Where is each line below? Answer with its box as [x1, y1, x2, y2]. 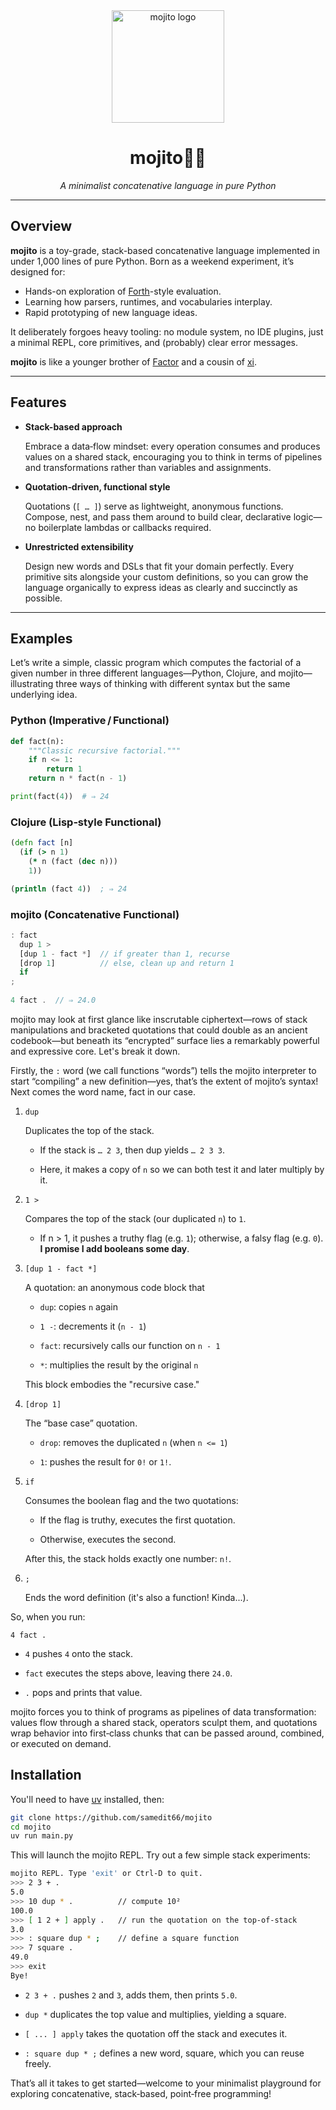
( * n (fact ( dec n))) [28, 856, 118, 866]
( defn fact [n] [10, 838, 74, 848]
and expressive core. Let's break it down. [10, 1045, 181, 1057]
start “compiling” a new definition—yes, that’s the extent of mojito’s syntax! [10, 1075, 319, 1087]
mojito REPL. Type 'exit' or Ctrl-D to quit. [10, 1869, 203, 1879]
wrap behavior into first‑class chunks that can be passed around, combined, [10, 1727, 325, 1739]
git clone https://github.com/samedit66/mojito [10, 1812, 213, 1823]
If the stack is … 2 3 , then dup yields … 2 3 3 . [39, 1144, 225, 1156]
